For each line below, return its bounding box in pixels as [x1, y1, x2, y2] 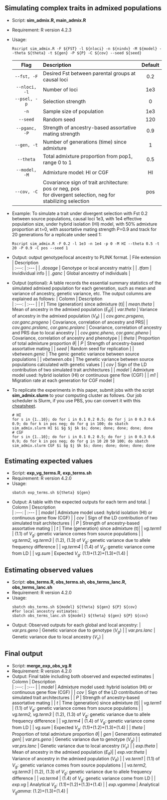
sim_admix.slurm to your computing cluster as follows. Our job [11, 392, 143, 398]
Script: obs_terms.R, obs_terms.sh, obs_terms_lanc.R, [11, 579, 127, 585]
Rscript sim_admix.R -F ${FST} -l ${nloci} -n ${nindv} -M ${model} [11, 46, 158, 51]
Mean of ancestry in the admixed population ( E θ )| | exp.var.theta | [11, 749, 148, 757]
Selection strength [42, 98, 86, 105]
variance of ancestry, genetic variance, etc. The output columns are [11, 290, 152, 296]
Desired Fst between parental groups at [42, 70, 136, 77]
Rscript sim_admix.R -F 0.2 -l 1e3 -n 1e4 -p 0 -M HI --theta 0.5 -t [11, 241, 160, 246]
